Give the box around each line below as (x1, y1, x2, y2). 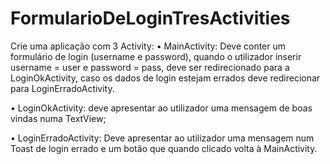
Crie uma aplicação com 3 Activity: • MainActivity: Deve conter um (10, 40, 287, 52)
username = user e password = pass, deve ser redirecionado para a (10, 61, 290, 73)
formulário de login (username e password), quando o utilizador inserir (10, 50, 302, 62)
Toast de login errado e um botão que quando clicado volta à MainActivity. (10, 142, 318, 154)
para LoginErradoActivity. (10, 82, 115, 94)
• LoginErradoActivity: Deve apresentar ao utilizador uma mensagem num (10, 132, 315, 144)
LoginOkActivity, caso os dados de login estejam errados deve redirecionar (10, 72, 321, 84)
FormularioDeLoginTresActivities (10, 7, 291, 30)
